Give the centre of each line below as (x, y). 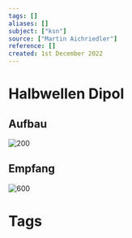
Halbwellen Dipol (66, 94)
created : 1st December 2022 (56, 54)
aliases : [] (28, 24)
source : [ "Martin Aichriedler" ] (63, 39)
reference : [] (32, 46)
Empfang (32, 169)
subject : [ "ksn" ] (38, 31)
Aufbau (28, 124)
